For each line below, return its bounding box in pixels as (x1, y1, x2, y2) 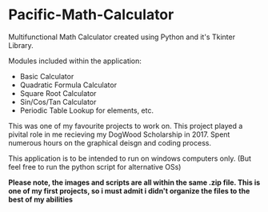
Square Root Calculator (19, 88, 97, 98)
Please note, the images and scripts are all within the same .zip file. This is (8, 178, 261, 187)
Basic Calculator (19, 71, 74, 81)
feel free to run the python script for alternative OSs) (8, 162, 182, 171)
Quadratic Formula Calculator (19, 80, 118, 90)
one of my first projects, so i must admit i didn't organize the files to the (8, 186, 250, 195)
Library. (8, 40, 34, 50)
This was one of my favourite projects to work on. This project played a (8, 121, 243, 130)
